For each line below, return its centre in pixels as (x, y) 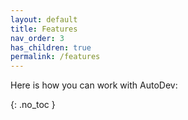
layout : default (44, 19)
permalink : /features (55, 57)
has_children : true (51, 47)
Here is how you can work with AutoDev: (94, 85)
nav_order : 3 (37, 38)
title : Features (44, 29)
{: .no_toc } (33, 105)
